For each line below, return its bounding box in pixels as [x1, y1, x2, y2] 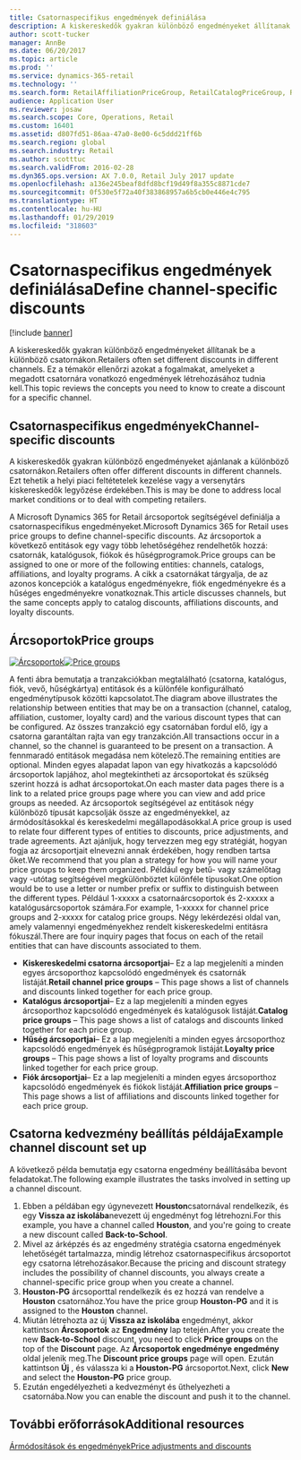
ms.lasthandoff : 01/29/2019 [9, 212, 115, 222]
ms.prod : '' [9, 64, 54, 73]
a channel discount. [9, 1183, 82, 1194]
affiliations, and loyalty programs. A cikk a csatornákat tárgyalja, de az [9, 569, 269, 580]
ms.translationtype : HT [9, 196, 99, 206]
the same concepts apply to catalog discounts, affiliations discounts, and [9, 597, 279, 608]
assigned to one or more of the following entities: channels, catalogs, [9, 559, 264, 570]
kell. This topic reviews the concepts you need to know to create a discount [9, 382, 286, 394]
